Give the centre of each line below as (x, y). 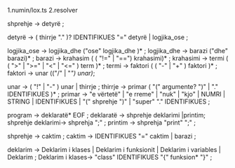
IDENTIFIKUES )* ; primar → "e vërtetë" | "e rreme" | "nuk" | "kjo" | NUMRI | (116, 94)
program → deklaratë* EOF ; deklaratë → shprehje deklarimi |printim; (106, 115)
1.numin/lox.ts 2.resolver (43, 10)
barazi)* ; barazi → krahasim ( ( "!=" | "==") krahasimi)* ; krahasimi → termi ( (118, 58)
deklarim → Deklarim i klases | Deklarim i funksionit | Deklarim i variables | (114, 149)
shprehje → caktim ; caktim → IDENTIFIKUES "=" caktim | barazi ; (102, 136)
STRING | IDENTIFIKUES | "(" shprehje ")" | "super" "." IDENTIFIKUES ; (109, 101)
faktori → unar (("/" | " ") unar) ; (51, 73)
